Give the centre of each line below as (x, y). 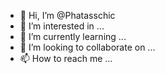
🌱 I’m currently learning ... (73, 36)
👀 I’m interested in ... (62, 26)
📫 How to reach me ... (66, 58)
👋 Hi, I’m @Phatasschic (67, 15)
